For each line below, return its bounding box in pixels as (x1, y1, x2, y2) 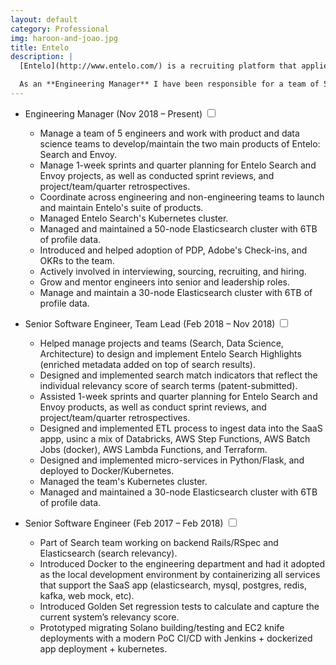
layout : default (10, 14, 78, 25)
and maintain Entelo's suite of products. (39, 201, 204, 213)
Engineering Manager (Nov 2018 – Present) (24, 107, 203, 120)
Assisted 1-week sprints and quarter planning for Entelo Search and (39, 390, 318, 402)
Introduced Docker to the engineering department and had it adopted (39, 557, 326, 570)
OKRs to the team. (39, 254, 115, 266)
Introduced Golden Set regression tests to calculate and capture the (39, 600, 320, 612)
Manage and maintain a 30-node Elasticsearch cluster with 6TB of (39, 286, 313, 298)
